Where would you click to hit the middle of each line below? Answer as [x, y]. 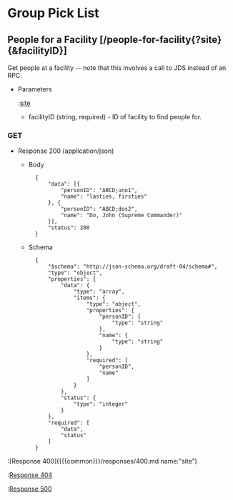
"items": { [89, 298]
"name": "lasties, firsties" [104, 197]
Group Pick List [54, 13]
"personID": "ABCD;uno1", [99, 191]
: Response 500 [30, 489]
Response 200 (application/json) [66, 151]
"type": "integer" [101, 404]
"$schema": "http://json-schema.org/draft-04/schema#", [133, 267]
